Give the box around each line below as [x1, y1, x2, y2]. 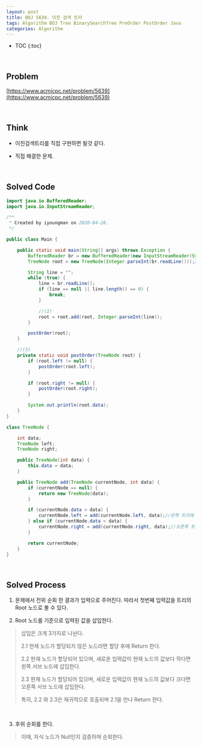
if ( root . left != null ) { [28, 358, 93, 364]
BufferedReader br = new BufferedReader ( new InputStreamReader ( [28, 252, 192, 259]
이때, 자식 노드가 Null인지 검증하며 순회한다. [20, 733, 124, 741]
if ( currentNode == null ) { [28, 484, 98, 491]
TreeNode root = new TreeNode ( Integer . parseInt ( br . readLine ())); [28, 259, 195, 265]
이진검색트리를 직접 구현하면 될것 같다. [14, 139, 105, 146]
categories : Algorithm [6, 25, 63, 32]
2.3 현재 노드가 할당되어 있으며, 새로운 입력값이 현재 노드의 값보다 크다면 [20, 675, 191, 683]
